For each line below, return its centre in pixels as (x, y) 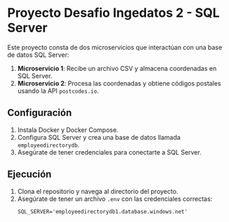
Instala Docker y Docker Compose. (68, 130)
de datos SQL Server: (38, 55)
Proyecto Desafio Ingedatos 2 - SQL (113, 13)
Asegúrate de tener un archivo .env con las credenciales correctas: (115, 199)
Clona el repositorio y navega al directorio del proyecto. (98, 191)
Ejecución (30, 175)
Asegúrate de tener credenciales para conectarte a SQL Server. (109, 152)
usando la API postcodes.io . (58, 91)
